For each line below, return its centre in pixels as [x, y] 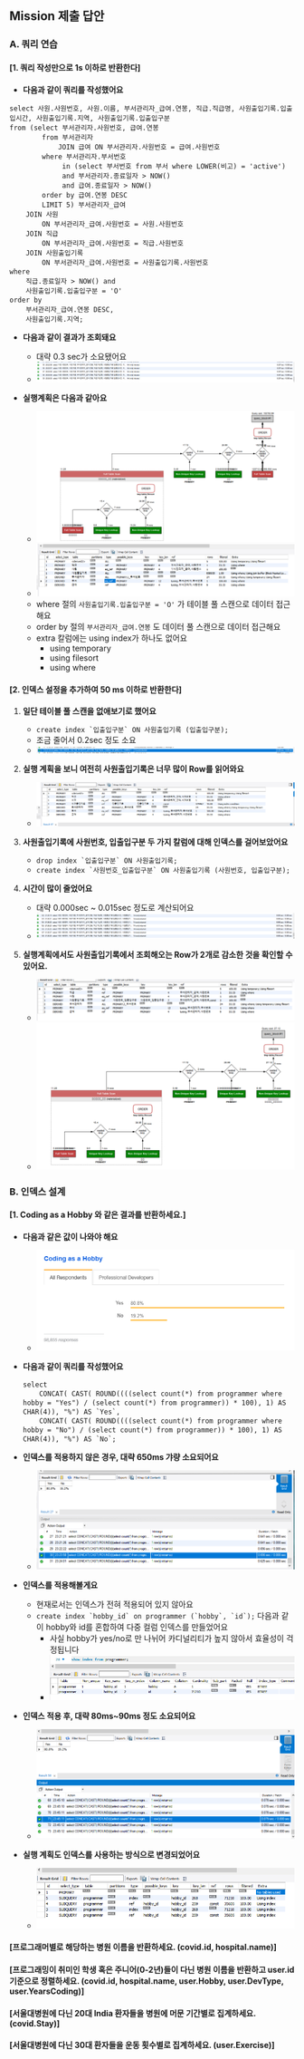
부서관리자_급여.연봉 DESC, [70, 309]
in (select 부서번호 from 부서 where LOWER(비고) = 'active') [174, 166]
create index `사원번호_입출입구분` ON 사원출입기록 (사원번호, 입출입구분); [163, 871]
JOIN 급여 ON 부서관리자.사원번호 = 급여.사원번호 [139, 147]
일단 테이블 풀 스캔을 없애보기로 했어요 [89, 711]
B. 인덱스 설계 [38, 1192]
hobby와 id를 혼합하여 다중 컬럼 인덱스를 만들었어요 [137, 1627]
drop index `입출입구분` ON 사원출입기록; [107, 861]
